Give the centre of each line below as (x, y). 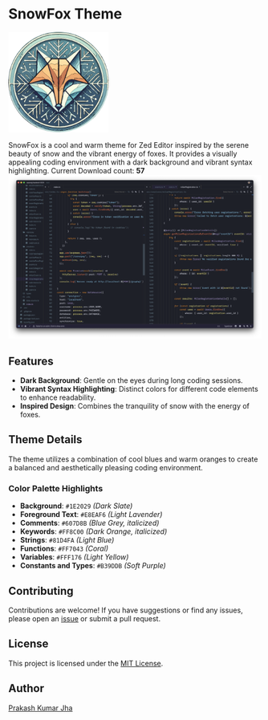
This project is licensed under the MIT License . (86, 663)
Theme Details (45, 439)
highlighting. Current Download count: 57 (77, 170)
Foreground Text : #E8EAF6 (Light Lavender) (91, 515)
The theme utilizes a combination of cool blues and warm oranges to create (133, 459)
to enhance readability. (58, 397)
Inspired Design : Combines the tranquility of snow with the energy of (135, 406)
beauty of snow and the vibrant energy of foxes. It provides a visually (123, 153)
